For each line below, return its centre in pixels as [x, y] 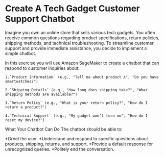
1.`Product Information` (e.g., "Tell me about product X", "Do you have [82, 77]
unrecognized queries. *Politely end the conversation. [60, 149]
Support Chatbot [40, 19]
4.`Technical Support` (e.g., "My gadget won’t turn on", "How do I [76, 116]
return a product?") [26, 107]
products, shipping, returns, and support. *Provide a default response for [79, 144]
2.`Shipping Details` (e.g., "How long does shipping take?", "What [76, 90]
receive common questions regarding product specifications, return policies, [82, 38]
